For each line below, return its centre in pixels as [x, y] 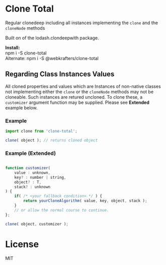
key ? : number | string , [40, 177]
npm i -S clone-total [26, 53]
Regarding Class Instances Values [60, 74]
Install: [13, 47]
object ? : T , [28, 182]
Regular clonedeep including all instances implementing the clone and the [82, 23]
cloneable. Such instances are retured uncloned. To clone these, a [74, 97]
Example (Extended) [31, 153]
